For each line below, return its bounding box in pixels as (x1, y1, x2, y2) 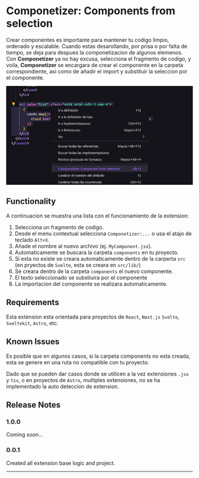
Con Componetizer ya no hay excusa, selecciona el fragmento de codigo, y (6, 55, 191, 62)
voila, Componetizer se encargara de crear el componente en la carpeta (6, 61, 184, 69)
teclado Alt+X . (14, 236, 50, 243)
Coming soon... (6, 431, 43, 438)
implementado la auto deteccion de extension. (6, 383, 120, 390)
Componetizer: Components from (6, 4, 176, 18)
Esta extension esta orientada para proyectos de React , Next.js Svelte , (6, 313, 179, 320)
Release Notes (6, 400, 61, 410)
